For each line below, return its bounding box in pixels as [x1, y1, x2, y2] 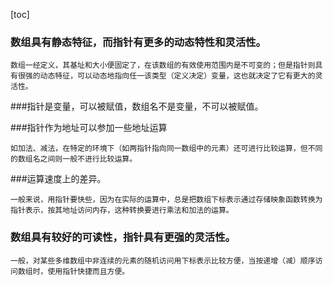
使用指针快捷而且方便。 [47, 266, 130, 276]
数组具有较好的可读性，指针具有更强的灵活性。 [10, 230, 236, 244]
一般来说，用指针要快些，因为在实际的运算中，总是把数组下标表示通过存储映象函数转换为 [10, 195, 323, 205]
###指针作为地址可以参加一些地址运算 [10, 122, 168, 134]
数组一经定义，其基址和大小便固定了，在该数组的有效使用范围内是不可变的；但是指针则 [10, 60, 316, 71]
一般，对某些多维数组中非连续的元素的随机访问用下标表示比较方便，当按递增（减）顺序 [10, 255, 316, 266]
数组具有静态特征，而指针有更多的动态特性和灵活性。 [10, 35, 267, 49]
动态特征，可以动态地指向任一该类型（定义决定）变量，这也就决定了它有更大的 [39, 71, 316, 81]
